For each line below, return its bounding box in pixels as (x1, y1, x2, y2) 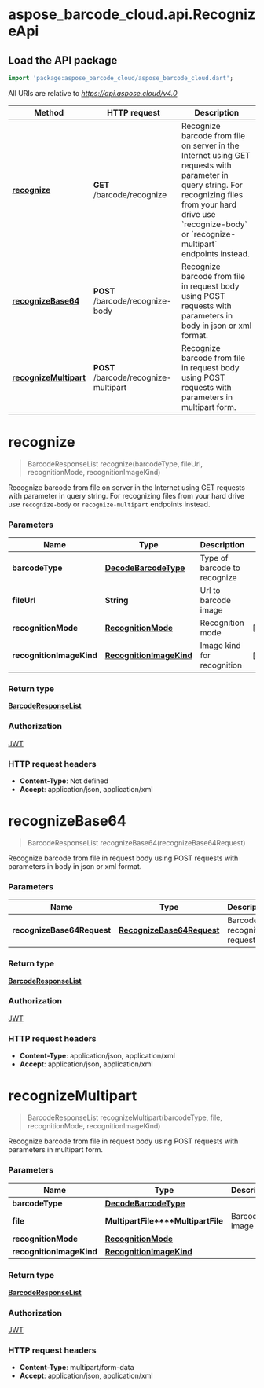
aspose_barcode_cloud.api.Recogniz (8, 6, 256, 24)
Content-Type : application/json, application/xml (19, 1051, 175, 1061)
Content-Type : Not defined (19, 776, 108, 786)
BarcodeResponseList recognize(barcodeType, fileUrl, (27, 458, 203, 469)
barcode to (200, 562, 241, 573)
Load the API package (8, 53, 118, 67)
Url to (200, 585, 221, 596)
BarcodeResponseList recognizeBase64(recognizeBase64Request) (27, 838, 246, 847)
